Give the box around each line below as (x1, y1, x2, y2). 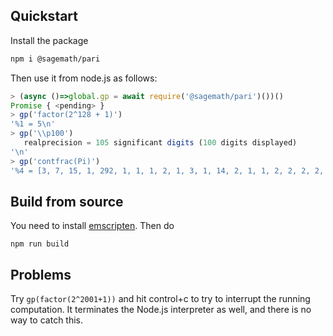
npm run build (10, 239, 70, 249)
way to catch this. (10, 314, 84, 326)
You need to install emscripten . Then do (10, 220, 175, 232)
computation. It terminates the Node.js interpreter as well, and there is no (10, 304, 312, 316)
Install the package (10, 34, 89, 46)
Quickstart (10, 8, 79, 25)
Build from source (10, 193, 124, 210)
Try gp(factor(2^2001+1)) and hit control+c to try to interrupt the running (10, 293, 311, 305)
